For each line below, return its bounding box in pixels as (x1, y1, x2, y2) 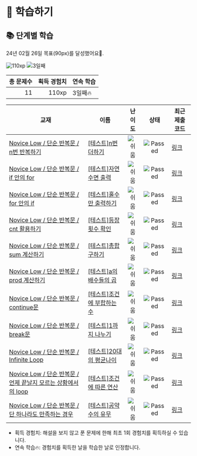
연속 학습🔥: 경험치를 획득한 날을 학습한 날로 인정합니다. (14, 444, 141, 451)
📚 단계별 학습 (6, 30, 54, 40)
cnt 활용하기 (9, 225, 42, 233)
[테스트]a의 (87, 267, 118, 275)
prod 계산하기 (9, 276, 46, 284)
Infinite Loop (9, 356, 44, 363)
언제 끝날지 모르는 (9, 379, 56, 387)
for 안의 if (9, 199, 35, 207)
